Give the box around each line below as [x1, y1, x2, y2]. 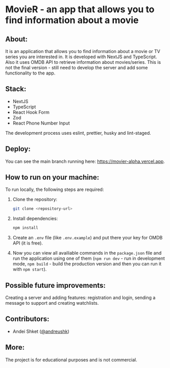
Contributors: [5, 315, 50, 324]
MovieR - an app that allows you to [5, 4, 155, 15]
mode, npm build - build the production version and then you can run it [12, 261, 162, 267]
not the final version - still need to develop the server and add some [5, 65, 148, 70]
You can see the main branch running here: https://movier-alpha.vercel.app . [5, 158, 165, 164]
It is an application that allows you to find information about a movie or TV [5, 48, 161, 54]
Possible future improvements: [5, 281, 106, 289]
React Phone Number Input [12, 120, 70, 126]
